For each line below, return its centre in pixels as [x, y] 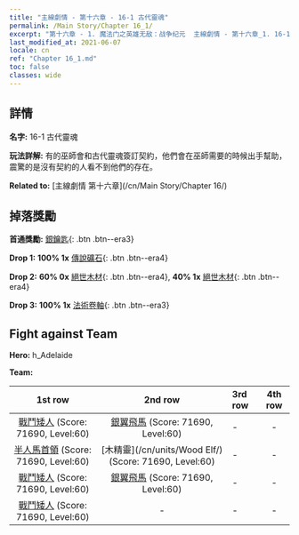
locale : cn [29, 51]
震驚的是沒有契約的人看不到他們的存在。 [83, 166]
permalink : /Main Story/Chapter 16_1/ [81, 26]
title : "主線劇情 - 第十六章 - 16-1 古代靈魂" [89, 17]
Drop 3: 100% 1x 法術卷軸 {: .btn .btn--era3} [89, 305]
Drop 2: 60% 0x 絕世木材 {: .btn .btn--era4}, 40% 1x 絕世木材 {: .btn [133, 277]
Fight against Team [64, 334]
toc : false [29, 68]
